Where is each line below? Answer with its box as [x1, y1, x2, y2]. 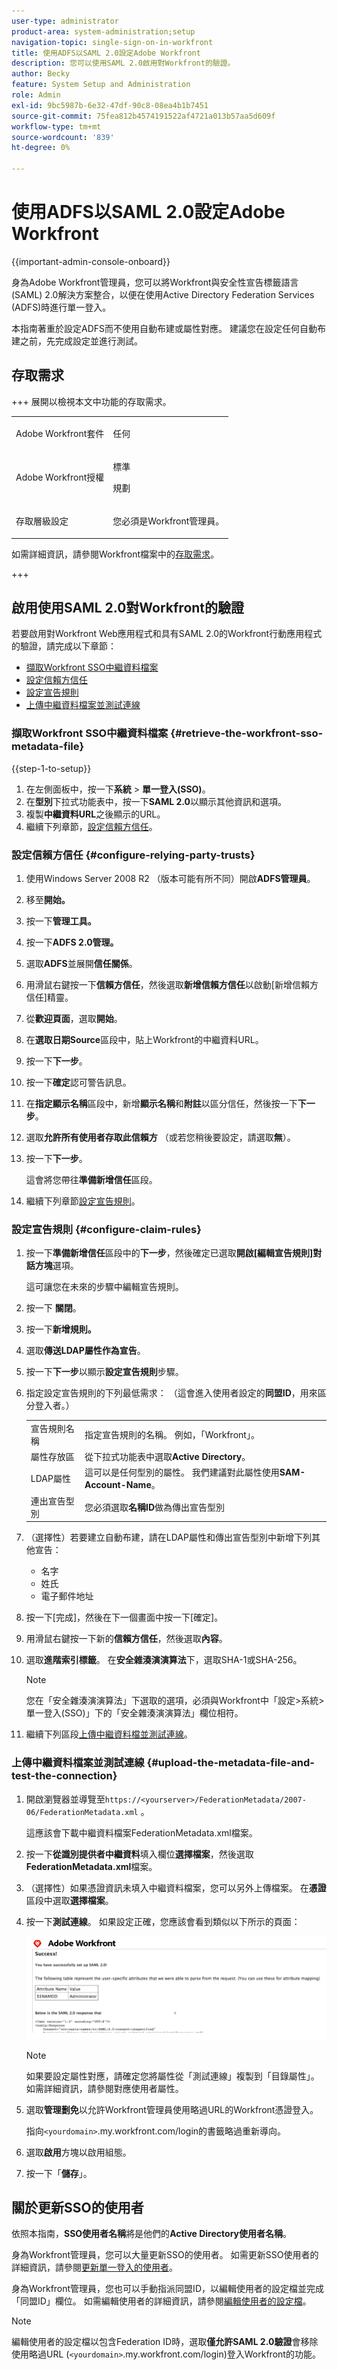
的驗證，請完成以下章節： [11, 640, 117, 652]
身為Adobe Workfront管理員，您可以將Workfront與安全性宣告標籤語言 [11, 276, 299, 288]
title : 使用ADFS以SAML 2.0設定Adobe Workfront [11, 48, 201, 58]
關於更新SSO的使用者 [11, 2200, 144, 2217]
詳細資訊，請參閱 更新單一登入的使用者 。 [11, 2261, 178, 2274]
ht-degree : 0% [11, 143, 71, 153]
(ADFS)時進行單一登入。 [11, 301, 112, 313]
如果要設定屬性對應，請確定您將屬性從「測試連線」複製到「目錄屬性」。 [25, 2070, 320, 2082]
